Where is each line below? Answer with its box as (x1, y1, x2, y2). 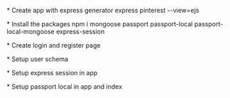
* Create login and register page (6, 41, 101, 49)
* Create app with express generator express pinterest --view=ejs (6, 6, 199, 14)
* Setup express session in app (6, 69, 98, 77)
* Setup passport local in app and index (6, 82, 122, 91)
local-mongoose (6, 28, 55, 36)
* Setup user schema (6, 55, 69, 63)
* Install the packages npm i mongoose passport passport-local (6, 20, 193, 28)
